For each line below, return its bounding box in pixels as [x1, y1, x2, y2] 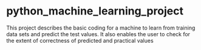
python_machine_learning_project [6, 4, 184, 18]
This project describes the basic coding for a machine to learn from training [6, 24, 196, 31]
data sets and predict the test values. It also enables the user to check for [6, 30, 190, 37]
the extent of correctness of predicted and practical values [6, 37, 154, 44]
